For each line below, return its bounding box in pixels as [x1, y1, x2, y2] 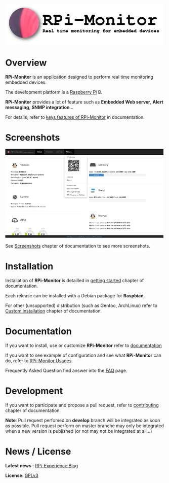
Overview [5, 57, 47, 68]
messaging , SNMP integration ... [5, 104, 74, 110]
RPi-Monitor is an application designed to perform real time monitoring [5, 74, 153, 80]
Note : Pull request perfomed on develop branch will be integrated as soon [5, 417, 160, 423]
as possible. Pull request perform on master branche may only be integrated [5, 423, 164, 429]
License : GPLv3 [5, 472, 39, 478]
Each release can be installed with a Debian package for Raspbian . [5, 292, 145, 298]
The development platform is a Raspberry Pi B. [5, 89, 103, 95]
